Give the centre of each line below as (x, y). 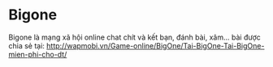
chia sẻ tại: (26, 45)
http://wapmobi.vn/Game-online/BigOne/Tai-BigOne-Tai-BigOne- (155, 45)
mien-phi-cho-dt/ (38, 54)
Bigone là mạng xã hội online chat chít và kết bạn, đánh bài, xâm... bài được (135, 37)
